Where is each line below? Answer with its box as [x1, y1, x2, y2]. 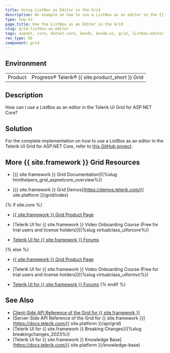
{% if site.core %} [5, 202, 42, 208]
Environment [5, 59, 47, 68]
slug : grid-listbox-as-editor [5, 26, 69, 31]
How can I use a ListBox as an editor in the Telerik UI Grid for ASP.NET [5, 104, 152, 111]
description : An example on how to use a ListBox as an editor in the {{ [5, 12, 164, 17]
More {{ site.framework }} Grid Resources [5, 158, 140, 166]
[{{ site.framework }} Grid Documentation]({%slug [12, 171, 117, 178]
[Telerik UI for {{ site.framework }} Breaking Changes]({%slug [12, 326, 142, 332]
